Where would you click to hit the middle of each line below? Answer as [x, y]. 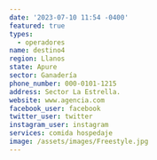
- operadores [41, 42]
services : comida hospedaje [61, 133]
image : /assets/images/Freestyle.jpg [79, 141]
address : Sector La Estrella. [65, 92]
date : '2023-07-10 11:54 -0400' [69, 17]
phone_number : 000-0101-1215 [63, 84]
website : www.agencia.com [57, 100]
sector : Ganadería [43, 76]
